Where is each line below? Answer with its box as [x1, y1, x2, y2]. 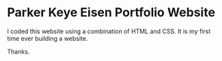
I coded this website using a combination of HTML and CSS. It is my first [7, 27, 211, 35]
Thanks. [7, 47, 30, 56]
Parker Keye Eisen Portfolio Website [7, 5, 216, 20]
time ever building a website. [7, 34, 88, 42]
